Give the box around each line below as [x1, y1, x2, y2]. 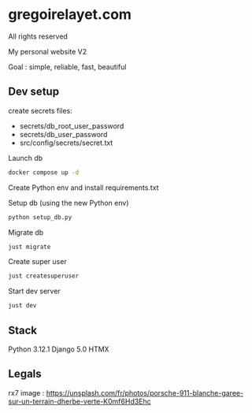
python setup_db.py [8, 213, 72, 221]
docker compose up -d [8, 168, 80, 177]
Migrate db [8, 227, 44, 237]
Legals [8, 367, 42, 381]
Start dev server [8, 286, 61, 296]
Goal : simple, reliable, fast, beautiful [8, 61, 127, 72]
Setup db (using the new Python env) [8, 198, 129, 207]
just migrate [8, 243, 51, 251]
